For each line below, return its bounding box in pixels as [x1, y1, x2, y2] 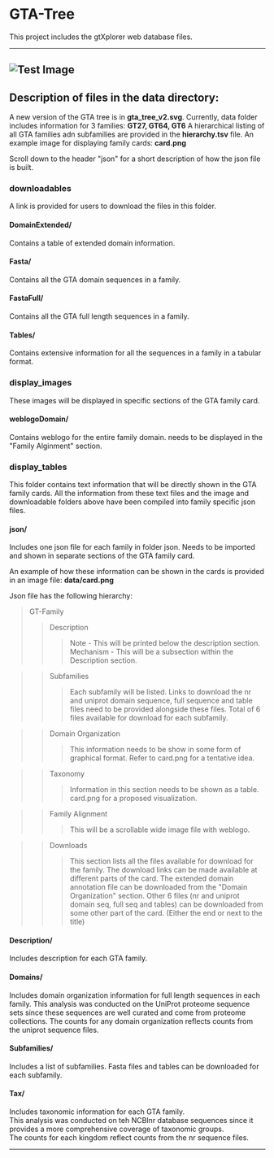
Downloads [49, 841, 88, 851]
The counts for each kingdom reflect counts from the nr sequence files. [9, 1133, 249, 1143]
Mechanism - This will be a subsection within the [69, 647, 234, 657]
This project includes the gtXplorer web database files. [9, 32, 194, 41]
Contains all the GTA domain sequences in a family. [9, 274, 181, 285]
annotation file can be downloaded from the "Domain [69, 882, 248, 892]
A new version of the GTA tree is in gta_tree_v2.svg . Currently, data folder [9, 112, 259, 122]
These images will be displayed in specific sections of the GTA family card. [9, 395, 260, 405]
